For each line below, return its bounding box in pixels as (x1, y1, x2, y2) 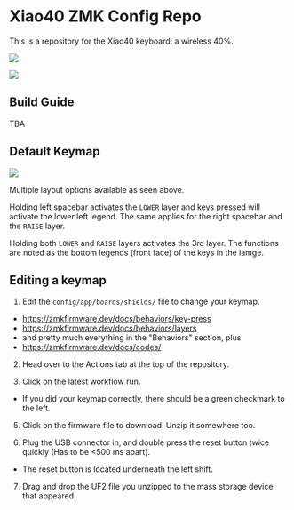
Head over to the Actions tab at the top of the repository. (21, 359, 230, 370)
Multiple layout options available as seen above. (9, 184, 185, 195)
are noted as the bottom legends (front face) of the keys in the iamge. (9, 247, 265, 258)
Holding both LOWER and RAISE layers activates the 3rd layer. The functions (9, 237, 280, 248)
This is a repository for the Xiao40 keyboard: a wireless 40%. (9, 36, 234, 46)
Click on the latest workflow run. (21, 376, 141, 387)
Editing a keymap (9, 273, 107, 288)
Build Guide (9, 95, 75, 110)
